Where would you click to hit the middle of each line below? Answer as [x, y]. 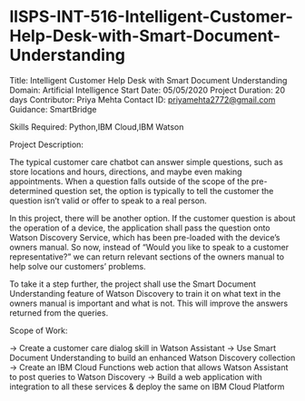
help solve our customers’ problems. [78, 266]
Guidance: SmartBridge [53, 109]
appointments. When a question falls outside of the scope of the [129, 181]
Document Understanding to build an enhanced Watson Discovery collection [152, 357]
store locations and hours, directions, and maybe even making [126, 171]
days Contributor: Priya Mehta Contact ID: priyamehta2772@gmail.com [143, 99]
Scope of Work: [39, 330]
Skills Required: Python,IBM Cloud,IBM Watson [97, 127]
